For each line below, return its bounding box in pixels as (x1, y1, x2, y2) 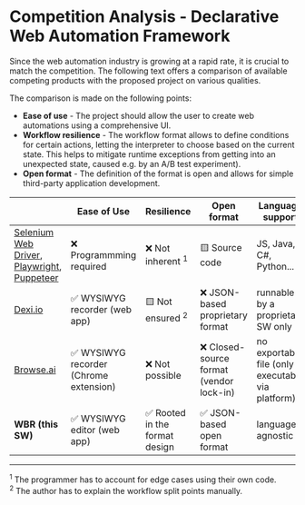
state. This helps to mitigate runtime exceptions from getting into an (22, 148, 276, 160)
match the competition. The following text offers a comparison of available (9, 65, 288, 76)
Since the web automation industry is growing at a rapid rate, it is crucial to (9, 55, 290, 66)
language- (256, 418, 302, 431)
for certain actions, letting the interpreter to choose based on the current (22, 139, 295, 150)
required (70, 260, 107, 272)
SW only (256, 320, 292, 332)
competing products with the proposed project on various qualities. (9, 74, 261, 85)
